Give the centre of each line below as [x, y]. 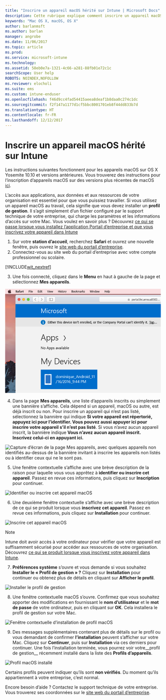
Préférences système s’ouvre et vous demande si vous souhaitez [79, 567]
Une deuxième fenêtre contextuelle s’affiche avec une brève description [86, 502]
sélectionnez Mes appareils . [41, 282]
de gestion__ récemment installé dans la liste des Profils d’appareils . [82, 653]
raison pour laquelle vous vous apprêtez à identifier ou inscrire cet [81, 472]
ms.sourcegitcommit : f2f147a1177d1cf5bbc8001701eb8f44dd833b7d [72, 105]
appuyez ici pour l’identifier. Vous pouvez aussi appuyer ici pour [80, 422]
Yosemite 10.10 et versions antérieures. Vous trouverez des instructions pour [83, 175]
